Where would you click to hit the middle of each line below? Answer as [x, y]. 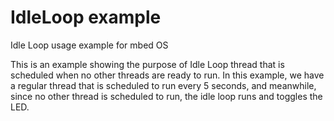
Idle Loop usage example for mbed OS [89, 45]
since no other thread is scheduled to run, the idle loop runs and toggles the [166, 96]
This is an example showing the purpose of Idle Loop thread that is [147, 64]
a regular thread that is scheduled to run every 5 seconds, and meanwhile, [163, 85]
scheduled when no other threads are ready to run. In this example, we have [167, 75]
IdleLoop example [86, 17]
